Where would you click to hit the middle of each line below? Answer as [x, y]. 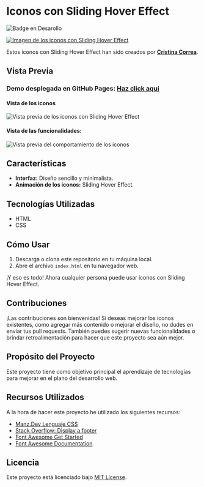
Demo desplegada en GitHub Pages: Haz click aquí [83, 89]
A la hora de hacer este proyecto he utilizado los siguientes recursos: [93, 412]
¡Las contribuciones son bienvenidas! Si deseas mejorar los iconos [90, 318]
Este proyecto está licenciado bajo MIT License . [67, 477]
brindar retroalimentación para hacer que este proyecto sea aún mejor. [95, 337]
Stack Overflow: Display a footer [56, 430]
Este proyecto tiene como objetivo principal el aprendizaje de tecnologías [99, 371]
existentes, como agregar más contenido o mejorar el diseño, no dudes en [100, 324]
